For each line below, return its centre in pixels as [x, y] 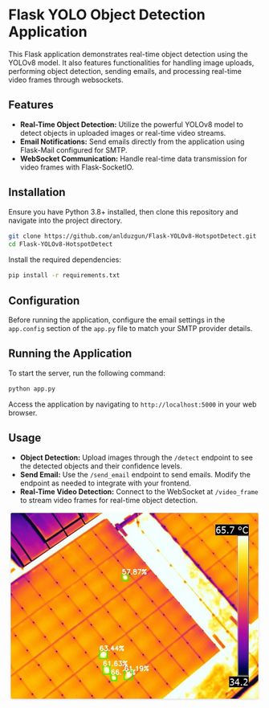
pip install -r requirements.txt [64, 276]
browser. [23, 412]
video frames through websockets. [66, 80]
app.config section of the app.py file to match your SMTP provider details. [130, 328]
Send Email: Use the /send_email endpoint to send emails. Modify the [135, 474]
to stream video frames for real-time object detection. [109, 500]
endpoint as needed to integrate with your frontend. [105, 483]
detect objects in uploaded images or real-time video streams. [123, 133]
